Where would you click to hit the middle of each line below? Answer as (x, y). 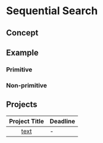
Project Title (26, 121)
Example (22, 52)
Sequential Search (52, 11)
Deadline (62, 121)
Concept (22, 33)
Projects (22, 105)
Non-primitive (26, 85)
